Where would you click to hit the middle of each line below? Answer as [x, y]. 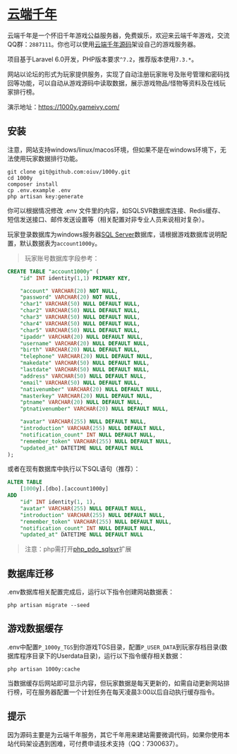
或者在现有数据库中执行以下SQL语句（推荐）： [74, 469]
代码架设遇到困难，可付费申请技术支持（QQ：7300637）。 [97, 743]
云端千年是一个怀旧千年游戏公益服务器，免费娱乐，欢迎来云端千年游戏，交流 [119, 35]
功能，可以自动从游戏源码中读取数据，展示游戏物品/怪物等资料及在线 [120, 83]
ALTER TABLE [25, 482]
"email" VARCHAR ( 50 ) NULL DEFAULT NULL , [80, 383]
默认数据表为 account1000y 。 [60, 243]
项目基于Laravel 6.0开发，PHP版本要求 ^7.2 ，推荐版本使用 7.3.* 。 [103, 59]
